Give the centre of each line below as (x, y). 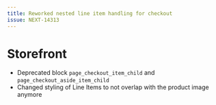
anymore (29, 95)
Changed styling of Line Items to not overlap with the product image (113, 87)
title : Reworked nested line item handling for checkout (90, 13)
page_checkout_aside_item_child (63, 81)
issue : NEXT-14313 (33, 20)
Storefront (37, 54)
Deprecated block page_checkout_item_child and (86, 73)
